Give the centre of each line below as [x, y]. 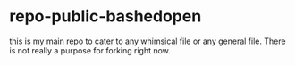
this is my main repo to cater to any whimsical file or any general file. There [147, 41]
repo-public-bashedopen [105, 16]
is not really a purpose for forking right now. [90, 50]
